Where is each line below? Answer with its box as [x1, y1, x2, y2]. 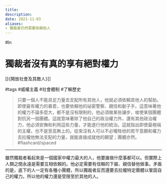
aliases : [5, 21, 23, 26]
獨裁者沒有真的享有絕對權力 [5, 58, 119, 70]
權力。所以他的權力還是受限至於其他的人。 [13, 174, 101, 180]
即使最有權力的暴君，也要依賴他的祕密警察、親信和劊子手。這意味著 [17, 103, 157, 109]
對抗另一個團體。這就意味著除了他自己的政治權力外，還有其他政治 [17, 115, 153, 122]
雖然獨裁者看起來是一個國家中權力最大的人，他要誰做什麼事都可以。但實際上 [5, 155, 162, 161]
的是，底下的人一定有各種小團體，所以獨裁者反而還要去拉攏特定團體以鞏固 [5, 167, 158, 173]
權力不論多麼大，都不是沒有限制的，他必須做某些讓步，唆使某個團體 [21, 109, 162, 115]
